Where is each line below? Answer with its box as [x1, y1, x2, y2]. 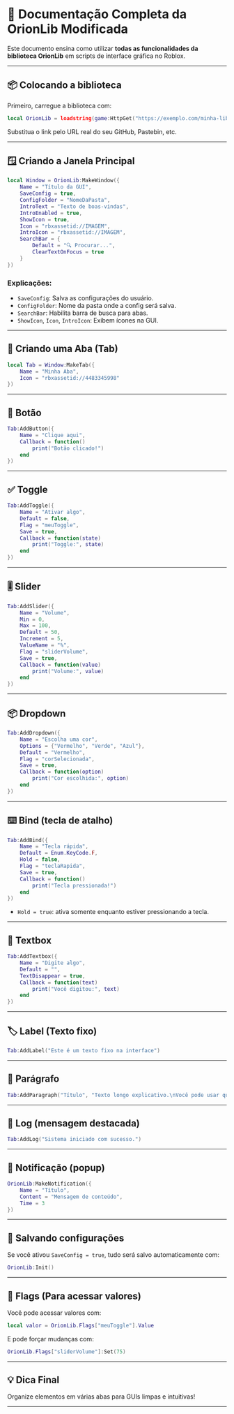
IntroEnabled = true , [19, 209, 82, 216]
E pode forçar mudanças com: [7, 1334, 94, 1343]
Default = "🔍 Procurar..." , [32, 242, 116, 249]
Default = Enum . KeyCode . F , [19, 850, 98, 857]
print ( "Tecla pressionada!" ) [32, 882, 117, 889]
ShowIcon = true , [19, 216, 70, 223]
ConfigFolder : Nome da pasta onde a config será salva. [17, 301, 176, 309]
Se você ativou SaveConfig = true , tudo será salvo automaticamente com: [7, 1251, 219, 1259]
